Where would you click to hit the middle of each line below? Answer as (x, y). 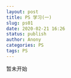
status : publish (26, 34)
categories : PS (25, 46)
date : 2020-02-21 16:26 (36, 28)
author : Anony (24, 40)
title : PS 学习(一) (29, 17)
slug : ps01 (20, 23)
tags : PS (17, 51)
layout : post (22, 12)
